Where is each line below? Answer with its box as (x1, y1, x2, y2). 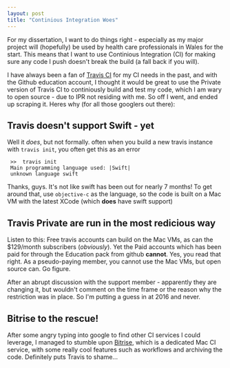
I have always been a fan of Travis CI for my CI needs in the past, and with (7, 70, 218, 79)
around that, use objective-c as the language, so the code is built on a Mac (7, 190, 222, 198)
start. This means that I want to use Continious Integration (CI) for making (7, 50, 216, 58)
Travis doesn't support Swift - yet (7, 120, 155, 131)
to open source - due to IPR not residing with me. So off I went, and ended (7, 92, 218, 100)
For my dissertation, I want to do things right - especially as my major (7, 35, 204, 43)
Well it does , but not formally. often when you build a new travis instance (7, 138, 213, 147)
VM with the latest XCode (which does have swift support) (7, 197, 174, 206)
